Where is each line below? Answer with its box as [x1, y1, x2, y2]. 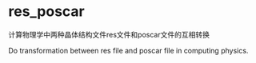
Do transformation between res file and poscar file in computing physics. [8, 45, 249, 55]
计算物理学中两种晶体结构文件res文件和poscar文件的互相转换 [8, 30, 210, 39]
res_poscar [8, 2, 86, 21]
